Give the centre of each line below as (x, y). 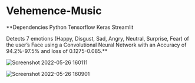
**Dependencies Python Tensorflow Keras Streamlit (70, 27)
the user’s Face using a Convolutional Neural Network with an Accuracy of (96, 45)
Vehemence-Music (54, 11)
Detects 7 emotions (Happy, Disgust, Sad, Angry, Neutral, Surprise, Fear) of (98, 38)
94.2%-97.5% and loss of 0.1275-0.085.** (57, 51)
